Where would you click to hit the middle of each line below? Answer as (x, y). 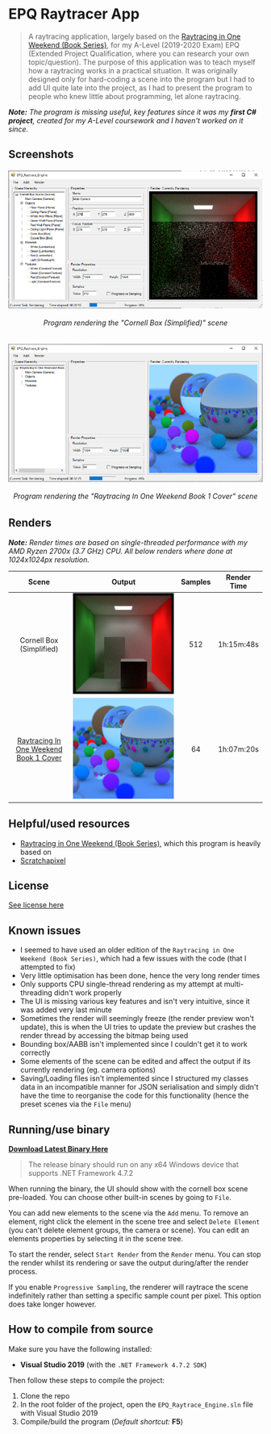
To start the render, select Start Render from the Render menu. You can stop (135, 1254)
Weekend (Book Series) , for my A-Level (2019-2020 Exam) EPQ (134, 44)
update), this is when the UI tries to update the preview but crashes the (138, 1027)
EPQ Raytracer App (74, 14)
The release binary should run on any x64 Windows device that (133, 1164)
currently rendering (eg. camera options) (88, 1070)
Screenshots (41, 154)
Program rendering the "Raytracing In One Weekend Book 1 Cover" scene (135, 496)
